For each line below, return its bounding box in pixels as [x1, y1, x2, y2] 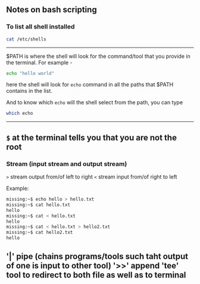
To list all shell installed [6, 23, 75, 31]
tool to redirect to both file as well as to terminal [6, 270, 186, 280]
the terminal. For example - [6, 59, 73, 66]
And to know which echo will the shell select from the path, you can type [6, 99, 183, 106]
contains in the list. [6, 88, 52, 95]
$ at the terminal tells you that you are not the [6, 132, 177, 142]
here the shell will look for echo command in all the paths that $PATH [6, 81, 174, 88]
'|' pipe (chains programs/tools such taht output [6, 251, 189, 261]
